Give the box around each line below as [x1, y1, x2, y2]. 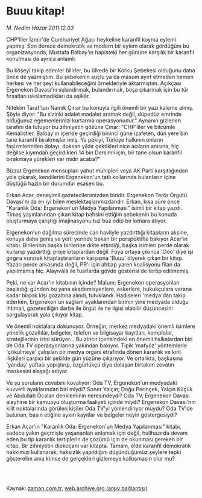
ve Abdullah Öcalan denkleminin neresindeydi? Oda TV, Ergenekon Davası [6, 392, 190, 399]
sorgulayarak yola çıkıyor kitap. [6, 310, 84, 318]
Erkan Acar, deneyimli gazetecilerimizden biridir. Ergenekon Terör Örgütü [6, 191, 188, 198]
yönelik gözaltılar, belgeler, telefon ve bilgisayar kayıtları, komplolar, [6, 329, 174, 336]
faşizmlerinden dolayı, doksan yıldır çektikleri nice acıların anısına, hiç [6, 142, 179, 150]
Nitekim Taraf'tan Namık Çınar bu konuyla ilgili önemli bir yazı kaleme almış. [6, 104, 194, 111]
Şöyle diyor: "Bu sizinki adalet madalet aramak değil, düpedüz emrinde [6, 110, 182, 118]
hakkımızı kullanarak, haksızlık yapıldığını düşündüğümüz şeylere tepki [6, 448, 181, 456]
